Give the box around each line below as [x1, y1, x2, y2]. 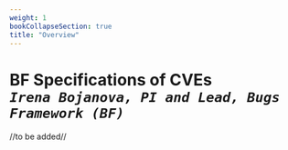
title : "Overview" [9, 30, 80, 39]
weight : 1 [9, 13, 48, 23]
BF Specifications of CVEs [9, 69, 213, 90]
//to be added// [9, 131, 67, 142]
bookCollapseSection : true [9, 22, 112, 31]
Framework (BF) [9, 105, 125, 122]
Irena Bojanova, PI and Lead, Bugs [9, 88, 281, 105]
